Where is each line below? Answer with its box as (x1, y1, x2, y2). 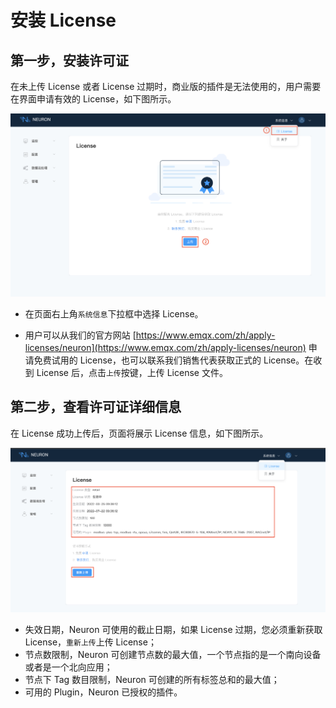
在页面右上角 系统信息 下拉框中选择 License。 (24, 307, 204, 320)
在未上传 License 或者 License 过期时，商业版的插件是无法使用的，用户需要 (10, 81, 322, 92)
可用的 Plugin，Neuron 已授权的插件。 (24, 686, 183, 698)
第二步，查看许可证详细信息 (10, 399, 182, 416)
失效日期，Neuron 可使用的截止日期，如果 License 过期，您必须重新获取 (24, 623, 323, 635)
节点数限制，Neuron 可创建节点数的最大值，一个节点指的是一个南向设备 (24, 648, 322, 660)
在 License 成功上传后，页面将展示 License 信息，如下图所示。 (10, 427, 269, 439)
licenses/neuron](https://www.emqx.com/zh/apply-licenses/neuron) (24, 341, 307, 353)
